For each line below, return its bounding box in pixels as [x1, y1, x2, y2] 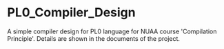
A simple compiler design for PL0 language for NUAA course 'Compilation [7, 27, 217, 35]
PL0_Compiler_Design [7, 5, 136, 20]
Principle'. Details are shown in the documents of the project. [7, 34, 181, 42]
